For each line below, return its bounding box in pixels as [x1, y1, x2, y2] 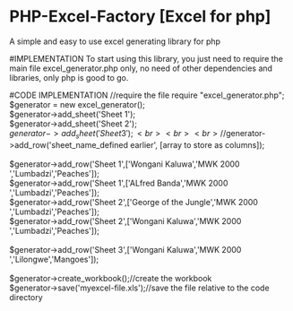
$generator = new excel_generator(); [9, 99, 146, 109]
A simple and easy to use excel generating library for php [9, 36, 221, 47]
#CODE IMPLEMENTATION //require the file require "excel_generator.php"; [9, 90, 285, 100]
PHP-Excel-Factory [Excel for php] [9, 6, 271, 27]
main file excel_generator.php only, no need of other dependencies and [9, 63, 273, 73]
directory [9, 291, 43, 302]
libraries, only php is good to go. [9, 72, 129, 82]
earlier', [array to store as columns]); [129, 139, 265, 150]
